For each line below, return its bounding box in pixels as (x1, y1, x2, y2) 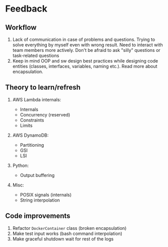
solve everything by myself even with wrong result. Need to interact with (12, 42, 163, 48)
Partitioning (20, 142, 44, 148)
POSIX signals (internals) (20, 192, 72, 198)
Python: (12, 162, 29, 168)
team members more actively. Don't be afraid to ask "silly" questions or (12, 47, 161, 53)
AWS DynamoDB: (12, 132, 49, 138)
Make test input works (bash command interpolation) (12, 230, 122, 236)
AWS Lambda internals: (12, 96, 61, 102)
